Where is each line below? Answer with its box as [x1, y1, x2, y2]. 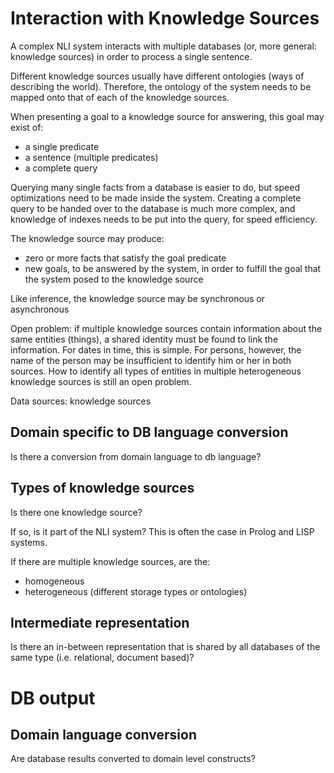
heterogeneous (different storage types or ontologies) [24, 585, 248, 597]
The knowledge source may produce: [10, 232, 165, 244]
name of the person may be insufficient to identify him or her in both [10, 354, 292, 366]
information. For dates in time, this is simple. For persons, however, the [10, 343, 302, 356]
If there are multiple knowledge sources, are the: [10, 555, 211, 567]
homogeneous [24, 575, 85, 587]
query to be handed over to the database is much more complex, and [10, 202, 296, 214]
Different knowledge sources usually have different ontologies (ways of [10, 70, 305, 82]
